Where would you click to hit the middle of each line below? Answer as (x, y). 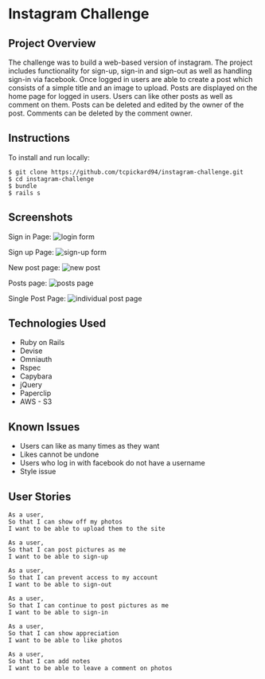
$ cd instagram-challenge (51, 179)
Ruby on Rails (42, 343)
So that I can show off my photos (66, 522)
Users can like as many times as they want (90, 446)
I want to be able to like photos (66, 641)
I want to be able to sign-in (58, 613)
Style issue (38, 472)
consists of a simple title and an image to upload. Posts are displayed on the (133, 88)
